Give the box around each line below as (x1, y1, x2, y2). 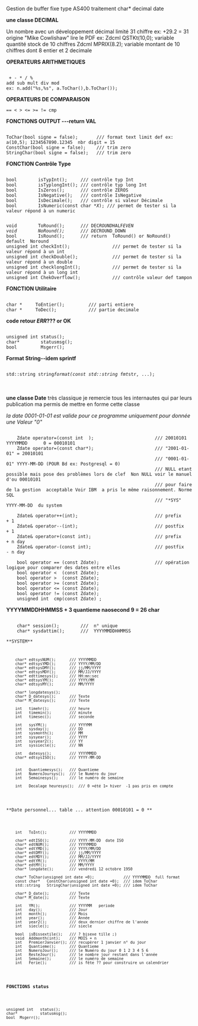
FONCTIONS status (6, 984, 49, 990)
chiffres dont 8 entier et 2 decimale (6, 47, 92, 54)
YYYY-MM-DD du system (6, 502, 62, 509)
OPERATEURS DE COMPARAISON (6, 96, 90, 103)
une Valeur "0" (6, 418, 43, 426)
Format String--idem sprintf (6, 354, 76, 362)
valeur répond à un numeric (6, 208, 76, 214)
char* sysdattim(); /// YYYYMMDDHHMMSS (17, 628, 132, 634)
